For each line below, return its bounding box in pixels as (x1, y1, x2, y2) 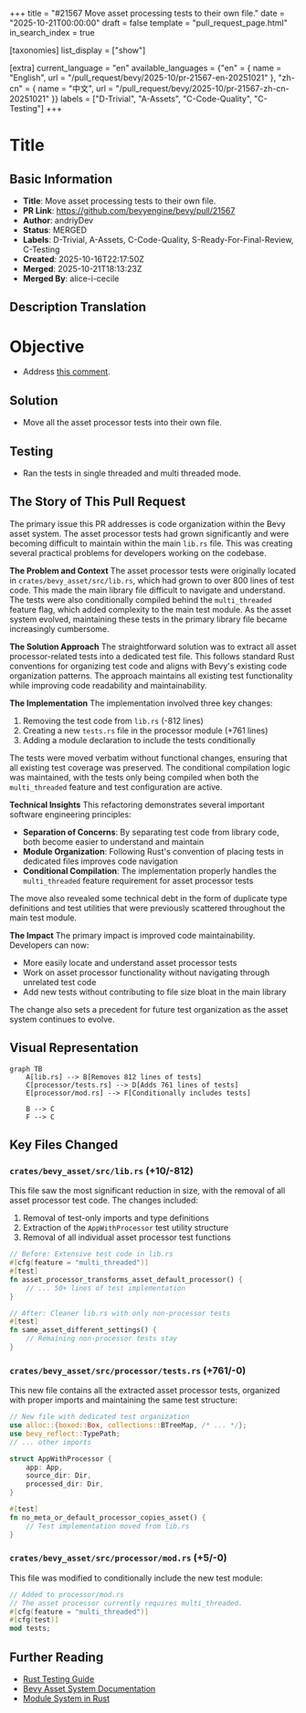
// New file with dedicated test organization (9, 1413, 190, 1422)
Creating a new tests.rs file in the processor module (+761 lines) (22, 725, 269, 736)
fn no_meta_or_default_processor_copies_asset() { (9, 1513, 206, 1522)
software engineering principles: (9, 808, 132, 820)
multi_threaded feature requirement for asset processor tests (22, 875, 254, 886)
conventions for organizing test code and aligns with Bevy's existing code (9, 660, 288, 671)
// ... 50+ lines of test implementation (26, 1283, 185, 1293)
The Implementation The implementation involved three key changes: (9, 698, 273, 709)
